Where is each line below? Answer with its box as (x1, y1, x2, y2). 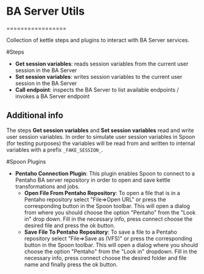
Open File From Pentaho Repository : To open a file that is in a (24, 189, 181, 196)
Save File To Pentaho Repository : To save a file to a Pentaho (24, 228, 178, 235)
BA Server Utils (6, 4, 85, 18)
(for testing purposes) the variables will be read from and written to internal (6, 139, 195, 147)
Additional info (6, 110, 64, 120)
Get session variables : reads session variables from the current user (15, 60, 189, 67)
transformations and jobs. (15, 182, 80, 190)
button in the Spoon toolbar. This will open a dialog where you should (24, 241, 199, 248)
